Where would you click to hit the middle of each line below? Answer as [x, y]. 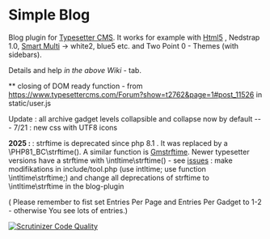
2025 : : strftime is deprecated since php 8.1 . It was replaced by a [118, 143]
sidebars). [25, 54]
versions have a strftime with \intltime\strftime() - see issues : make [120, 160]
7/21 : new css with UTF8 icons [65, 127]
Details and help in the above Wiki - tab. [75, 70]
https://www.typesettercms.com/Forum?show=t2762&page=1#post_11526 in [135, 94]
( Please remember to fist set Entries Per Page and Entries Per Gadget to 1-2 [135, 202]
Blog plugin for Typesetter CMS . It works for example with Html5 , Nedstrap [134, 37]
